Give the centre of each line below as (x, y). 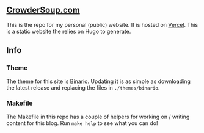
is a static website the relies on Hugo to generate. (69, 31)
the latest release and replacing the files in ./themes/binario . (83, 87)
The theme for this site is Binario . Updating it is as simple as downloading (99, 81)
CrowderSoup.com (43, 10)
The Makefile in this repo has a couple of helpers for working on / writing (98, 117)
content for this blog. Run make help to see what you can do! (82, 123)
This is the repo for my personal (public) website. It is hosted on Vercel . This (102, 24)
